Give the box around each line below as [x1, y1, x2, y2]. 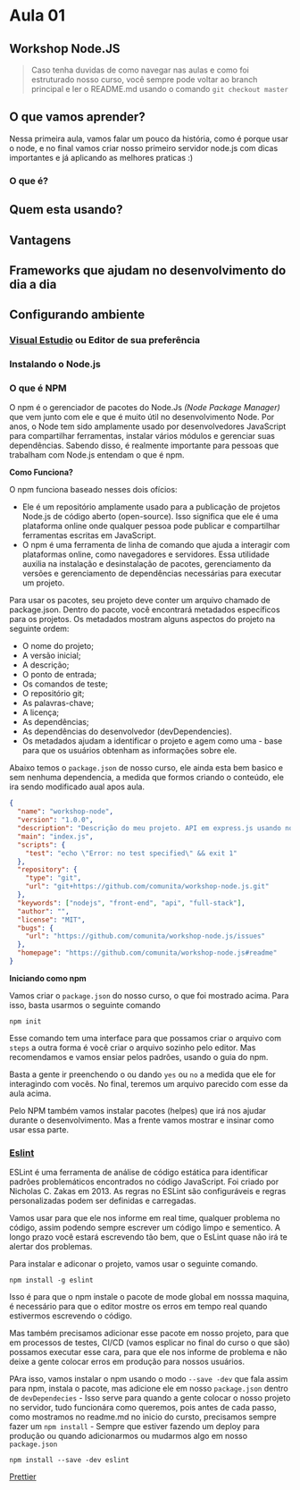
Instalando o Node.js [9, 358, 101, 371]
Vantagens [9, 232, 71, 248]
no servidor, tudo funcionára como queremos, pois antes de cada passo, [9, 1402, 277, 1413]
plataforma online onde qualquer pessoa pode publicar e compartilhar [21, 520, 280, 532]
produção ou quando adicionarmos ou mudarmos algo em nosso [9, 1431, 248, 1442]
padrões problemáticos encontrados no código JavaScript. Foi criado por [9, 1176, 279, 1187]
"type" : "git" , [25, 873, 82, 883]
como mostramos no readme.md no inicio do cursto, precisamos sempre [9, 1411, 277, 1422]
